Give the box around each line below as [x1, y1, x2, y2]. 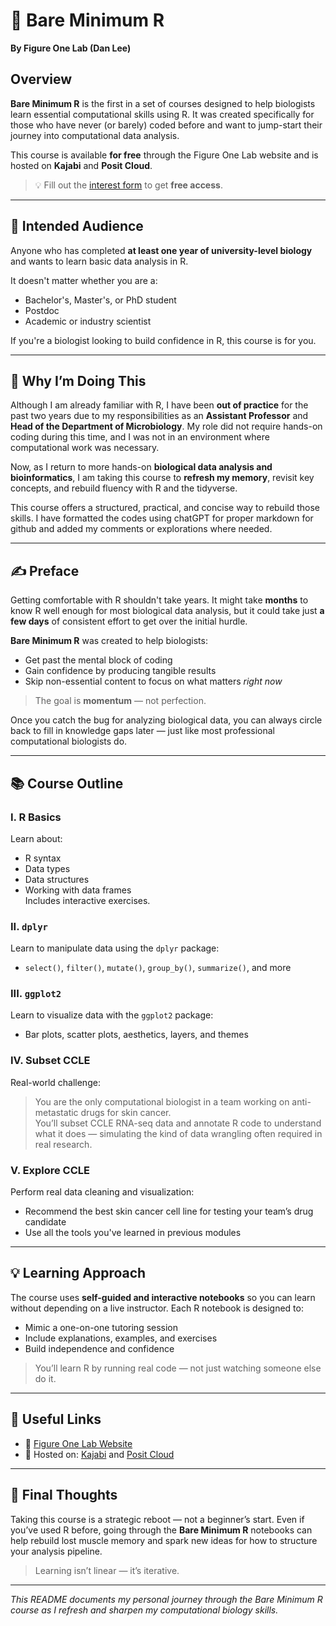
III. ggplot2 [10, 987, 62, 1001]
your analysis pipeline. [10, 1545, 103, 1557]
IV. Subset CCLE [10, 1054, 91, 1068]
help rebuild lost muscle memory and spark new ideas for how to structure [10, 1534, 318, 1546]
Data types [24, 862, 71, 874]
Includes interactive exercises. [24, 894, 151, 906]
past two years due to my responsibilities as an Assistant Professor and [10, 410, 309, 422]
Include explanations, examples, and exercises [24, 1332, 218, 1344]
